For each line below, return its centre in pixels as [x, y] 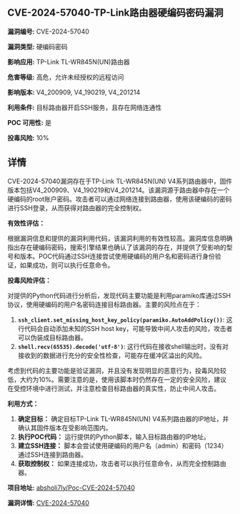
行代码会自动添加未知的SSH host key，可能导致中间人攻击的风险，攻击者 [125, 328]
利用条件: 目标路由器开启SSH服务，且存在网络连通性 [85, 107]
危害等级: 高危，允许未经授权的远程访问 [66, 76]
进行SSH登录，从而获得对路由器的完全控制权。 [76, 208]
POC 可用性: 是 [30, 122]
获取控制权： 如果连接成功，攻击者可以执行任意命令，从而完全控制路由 [122, 463]
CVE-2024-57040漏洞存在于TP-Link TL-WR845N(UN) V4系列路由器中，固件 [120, 181]
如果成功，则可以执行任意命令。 [67, 265]
